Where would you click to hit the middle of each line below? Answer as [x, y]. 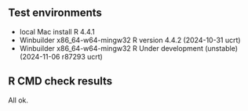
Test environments [55, 13]
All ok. [18, 100]
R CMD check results [60, 81]
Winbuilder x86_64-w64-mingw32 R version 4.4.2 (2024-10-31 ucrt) [130, 40]
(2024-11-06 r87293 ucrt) [61, 56]
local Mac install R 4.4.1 [57, 31]
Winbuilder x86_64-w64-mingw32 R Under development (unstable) [128, 48]
